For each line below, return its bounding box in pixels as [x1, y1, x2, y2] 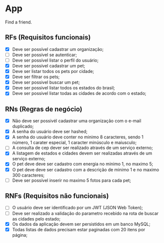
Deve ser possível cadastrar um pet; [12, 63, 86, 68]
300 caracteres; [12, 172, 45, 178]
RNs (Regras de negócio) [5, 105, 82, 113]
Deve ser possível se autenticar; [12, 52, 77, 58]
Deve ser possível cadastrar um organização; [12, 46, 104, 52]
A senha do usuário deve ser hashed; [12, 129, 88, 134]
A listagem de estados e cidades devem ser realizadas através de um [12, 150, 153, 156]
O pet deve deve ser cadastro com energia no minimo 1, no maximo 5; [12, 161, 153, 167]
